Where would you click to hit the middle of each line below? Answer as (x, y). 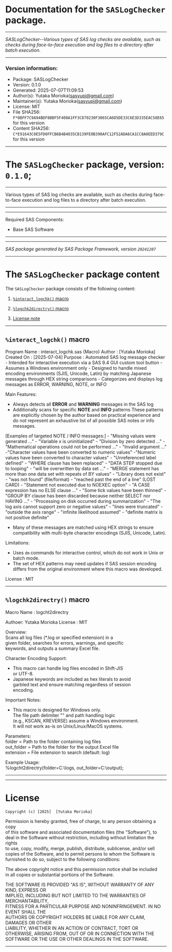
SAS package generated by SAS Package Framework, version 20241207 (81, 249)
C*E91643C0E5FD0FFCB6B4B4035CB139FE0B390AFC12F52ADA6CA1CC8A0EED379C (89, 134)
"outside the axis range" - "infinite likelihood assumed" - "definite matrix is (84, 512)
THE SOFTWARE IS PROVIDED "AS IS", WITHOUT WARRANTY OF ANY (80, 884)
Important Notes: (23, 700)
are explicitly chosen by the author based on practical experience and (86, 415)
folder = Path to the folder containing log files (53, 742)
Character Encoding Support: (36, 658)
